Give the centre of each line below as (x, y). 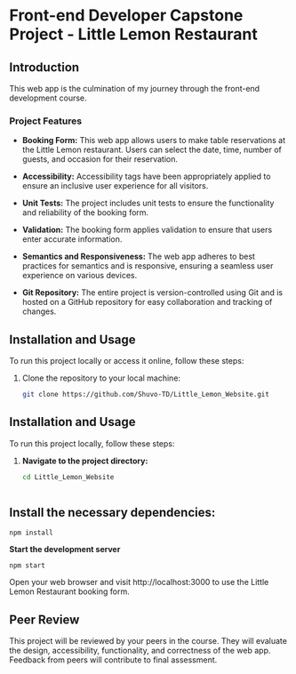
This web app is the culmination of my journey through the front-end (135, 88)
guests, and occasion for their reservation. (100, 159)
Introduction (44, 67)
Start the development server (65, 550)
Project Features (46, 121)
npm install (31, 533)
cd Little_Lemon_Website (68, 477)
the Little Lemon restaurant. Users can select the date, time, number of (152, 150)
